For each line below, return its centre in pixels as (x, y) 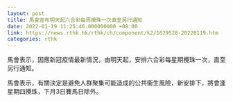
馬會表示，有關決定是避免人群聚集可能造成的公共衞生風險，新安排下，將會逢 (116, 83)
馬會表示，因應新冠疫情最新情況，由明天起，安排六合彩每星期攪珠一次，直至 (116, 60)
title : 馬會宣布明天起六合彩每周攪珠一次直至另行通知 (75, 20)
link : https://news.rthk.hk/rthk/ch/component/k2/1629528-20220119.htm (113, 33)
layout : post (26, 13)
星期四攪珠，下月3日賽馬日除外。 (55, 92)
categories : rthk (32, 39)
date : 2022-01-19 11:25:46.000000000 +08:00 (72, 26)
